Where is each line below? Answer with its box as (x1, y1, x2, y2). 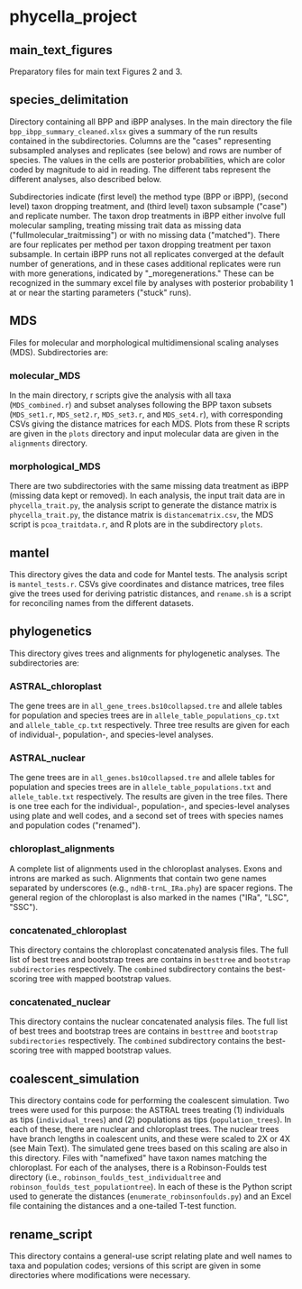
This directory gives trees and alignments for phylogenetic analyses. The (9, 648, 280, 658)
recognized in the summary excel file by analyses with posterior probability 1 (9, 277, 294, 288)
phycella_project (9, 6, 138, 27)
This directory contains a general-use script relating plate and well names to (9, 1250, 293, 1261)
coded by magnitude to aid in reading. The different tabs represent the (9, 164, 271, 175)
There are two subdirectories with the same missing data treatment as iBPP (9, 481, 289, 492)
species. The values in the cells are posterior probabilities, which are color (9, 154, 286, 165)
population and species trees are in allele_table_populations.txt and (9, 782, 272, 793)
